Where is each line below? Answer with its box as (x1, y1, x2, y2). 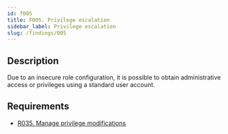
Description (7, 55, 59, 66)
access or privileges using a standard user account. (7, 81, 155, 89)
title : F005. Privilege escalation (7, 17, 110, 23)
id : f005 (7, 10, 33, 17)
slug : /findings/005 (7, 29, 67, 37)
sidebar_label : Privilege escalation (7, 23, 116, 30)
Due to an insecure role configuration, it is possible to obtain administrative (7, 73, 221, 82)
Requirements (7, 101, 69, 113)
